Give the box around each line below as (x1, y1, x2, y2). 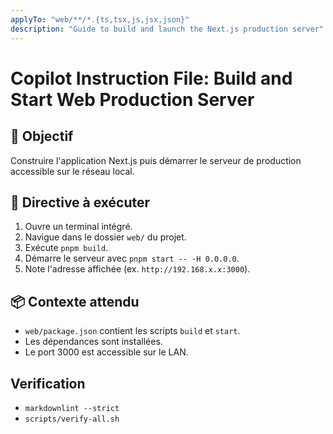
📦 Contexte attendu (10, 293, 140, 310)
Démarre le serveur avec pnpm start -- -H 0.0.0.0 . (24, 252, 240, 265)
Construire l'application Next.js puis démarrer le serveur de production (10, 154, 302, 166)
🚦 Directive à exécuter (10, 194, 151, 211)
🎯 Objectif (10, 128, 74, 145)
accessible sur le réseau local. (10, 165, 135, 177)
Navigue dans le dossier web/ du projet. (24, 231, 187, 243)
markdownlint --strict (24, 403, 120, 413)
